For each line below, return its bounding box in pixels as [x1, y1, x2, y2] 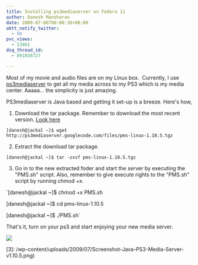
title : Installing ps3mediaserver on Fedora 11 [6, 8, 126, 15]
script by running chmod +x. [14, 177, 84, 184]
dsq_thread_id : [6, 47, 44, 53]
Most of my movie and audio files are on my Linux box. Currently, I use [6, 74, 179, 81]
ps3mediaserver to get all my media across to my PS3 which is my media [6, 80, 184, 88]
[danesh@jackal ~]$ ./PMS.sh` [6, 211, 81, 219]
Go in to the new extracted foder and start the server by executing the [14, 164, 186, 172]
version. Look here [14, 116, 61, 123]
